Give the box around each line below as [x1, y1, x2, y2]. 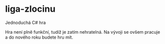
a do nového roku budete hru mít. [5, 34, 73, 40]
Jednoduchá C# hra [5, 20, 46, 25]
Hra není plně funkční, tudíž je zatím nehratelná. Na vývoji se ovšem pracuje [5, 29, 160, 35]
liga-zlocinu [5, 3, 55, 15]
